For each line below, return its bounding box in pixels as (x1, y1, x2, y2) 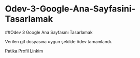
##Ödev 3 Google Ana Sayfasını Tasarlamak (5, 29, 93, 35)
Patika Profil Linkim (5, 48, 43, 54)
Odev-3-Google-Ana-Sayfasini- (5, 3, 136, 14)
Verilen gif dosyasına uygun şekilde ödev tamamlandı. (5, 38, 112, 44)
